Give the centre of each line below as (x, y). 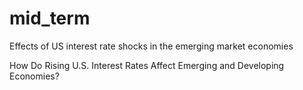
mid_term (50, 18)
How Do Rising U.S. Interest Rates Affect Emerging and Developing (147, 65)
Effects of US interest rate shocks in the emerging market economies (151, 46)
